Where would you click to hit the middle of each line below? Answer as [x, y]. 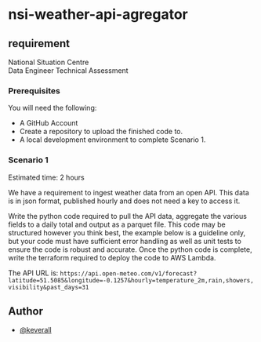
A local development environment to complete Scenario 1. [112, 140]
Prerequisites [34, 90]
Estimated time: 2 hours [46, 177]
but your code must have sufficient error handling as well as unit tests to [125, 241]
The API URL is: [33, 273]
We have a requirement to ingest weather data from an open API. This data [129, 192]
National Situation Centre [49, 62]
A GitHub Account [49, 123]
